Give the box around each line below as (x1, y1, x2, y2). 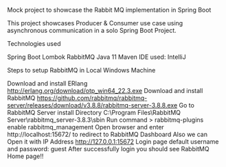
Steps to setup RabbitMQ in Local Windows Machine (7, 66, 156, 74)
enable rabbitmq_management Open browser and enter (7, 123, 165, 131)
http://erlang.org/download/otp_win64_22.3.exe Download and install (7, 87, 203, 94)
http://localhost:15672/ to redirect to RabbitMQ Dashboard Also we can (7, 130, 208, 138)
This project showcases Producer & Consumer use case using (7, 19, 183, 27)
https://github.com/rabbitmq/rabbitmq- (36, 94, 148, 102)
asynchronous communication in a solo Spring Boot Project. (7, 27, 177, 34)
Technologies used (7, 40, 61, 47)
